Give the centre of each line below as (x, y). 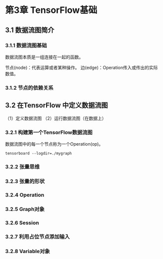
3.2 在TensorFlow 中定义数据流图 (56, 105)
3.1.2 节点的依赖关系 (29, 88)
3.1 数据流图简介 (30, 30)
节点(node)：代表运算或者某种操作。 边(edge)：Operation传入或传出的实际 (81, 67)
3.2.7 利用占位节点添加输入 (38, 237)
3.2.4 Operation (25, 195)
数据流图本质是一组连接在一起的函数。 (44, 57)
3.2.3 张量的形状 (25, 181)
